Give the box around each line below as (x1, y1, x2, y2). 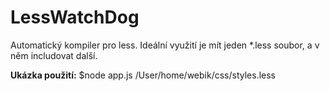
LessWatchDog (10, 6, 140, 29)
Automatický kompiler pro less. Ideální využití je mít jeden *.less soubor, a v (10, 39, 320, 51)
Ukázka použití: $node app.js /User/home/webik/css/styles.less (10, 69, 277, 81)
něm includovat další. (10, 49, 98, 61)
